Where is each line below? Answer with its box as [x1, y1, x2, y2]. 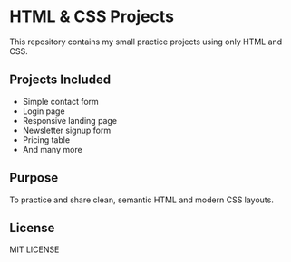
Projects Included [9, 72, 112, 88]
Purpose [9, 170, 59, 186]
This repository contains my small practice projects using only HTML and [9, 36, 283, 47]
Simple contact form [22, 96, 100, 107]
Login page [22, 106, 65, 117]
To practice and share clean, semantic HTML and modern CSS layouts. [9, 194, 274, 205]
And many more [22, 144, 83, 154]
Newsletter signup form [22, 125, 112, 136]
